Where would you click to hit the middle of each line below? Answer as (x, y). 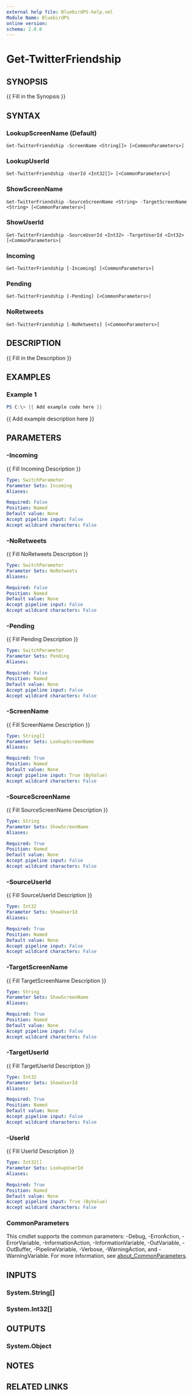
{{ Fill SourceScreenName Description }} (57, 810)
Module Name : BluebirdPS (38, 18)
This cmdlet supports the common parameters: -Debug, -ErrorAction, (94, 1236)
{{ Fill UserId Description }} (40, 1151)
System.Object (29, 1346)
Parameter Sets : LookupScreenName (50, 741)
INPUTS (21, 1275)
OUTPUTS (26, 1329)
